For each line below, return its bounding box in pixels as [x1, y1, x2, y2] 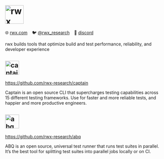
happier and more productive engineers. [5, 100, 87, 106]
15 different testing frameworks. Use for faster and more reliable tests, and [5, 94, 156, 101]
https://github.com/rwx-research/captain [5, 79, 89, 86]
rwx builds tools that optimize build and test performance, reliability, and [5, 41, 152, 47]
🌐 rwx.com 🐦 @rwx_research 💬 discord [5, 30, 94, 36]
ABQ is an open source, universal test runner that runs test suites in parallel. [5, 143, 159, 149]
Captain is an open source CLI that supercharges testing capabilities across [5, 89, 159, 95]
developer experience [5, 46, 50, 52]
